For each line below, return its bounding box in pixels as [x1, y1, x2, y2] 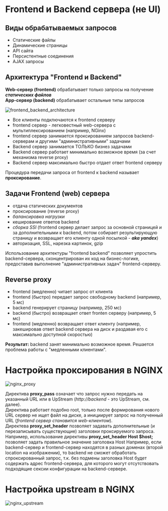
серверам [12, 138, 34, 144]
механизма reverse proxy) [12, 154, 68, 160]
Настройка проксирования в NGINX [5, 364, 163, 376]
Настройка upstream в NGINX [5, 483, 135, 495]
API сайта [12, 48, 34, 53]
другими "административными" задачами [39, 138, 131, 144]
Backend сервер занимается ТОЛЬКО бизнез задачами [12, 143, 132, 149]
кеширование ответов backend [12, 218, 79, 225]
